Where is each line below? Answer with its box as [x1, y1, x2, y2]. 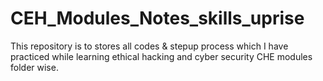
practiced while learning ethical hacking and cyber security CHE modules [10, 50, 313, 62]
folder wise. [10, 61, 59, 73]
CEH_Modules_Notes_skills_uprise [10, 7, 305, 30]
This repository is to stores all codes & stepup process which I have [10, 40, 289, 52]
